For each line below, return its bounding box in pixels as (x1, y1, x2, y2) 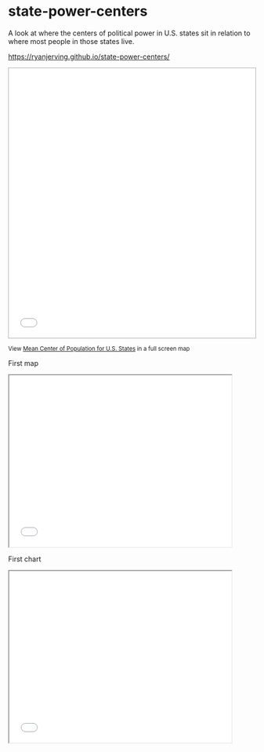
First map (8, 358, 39, 367)
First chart (8, 554, 42, 564)
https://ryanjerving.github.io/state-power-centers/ (8, 52, 170, 61)
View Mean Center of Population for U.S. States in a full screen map (8, 345, 190, 352)
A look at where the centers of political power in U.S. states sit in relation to (8, 28, 251, 38)
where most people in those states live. (8, 36, 135, 46)
